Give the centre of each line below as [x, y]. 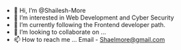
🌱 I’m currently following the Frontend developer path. [89, 25]
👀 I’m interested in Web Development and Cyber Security [94, 18]
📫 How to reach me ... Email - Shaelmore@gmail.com [89, 40]
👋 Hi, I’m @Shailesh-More [50, 10]
